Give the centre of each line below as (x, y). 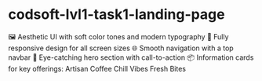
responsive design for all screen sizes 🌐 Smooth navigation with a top (121, 48)
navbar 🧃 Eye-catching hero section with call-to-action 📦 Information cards (131, 57)
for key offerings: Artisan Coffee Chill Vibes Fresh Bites (97, 68)
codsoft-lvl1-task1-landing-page (116, 15)
